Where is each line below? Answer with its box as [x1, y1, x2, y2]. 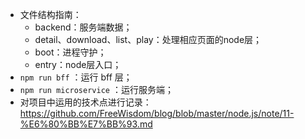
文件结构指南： [19, 9, 82, 20]
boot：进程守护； [34, 46, 107, 58]
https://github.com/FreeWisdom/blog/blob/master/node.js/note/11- [19, 108, 295, 119]
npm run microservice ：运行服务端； [19, 84, 174, 95]
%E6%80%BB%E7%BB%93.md [19, 118, 153, 130]
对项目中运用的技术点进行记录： [19, 96, 152, 108]
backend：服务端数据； [34, 21, 133, 33]
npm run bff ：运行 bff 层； [19, 71, 133, 83]
